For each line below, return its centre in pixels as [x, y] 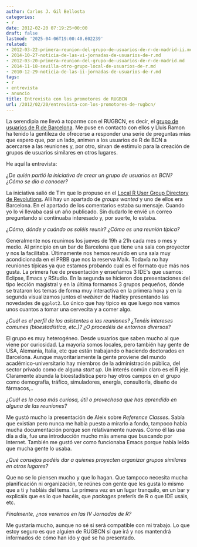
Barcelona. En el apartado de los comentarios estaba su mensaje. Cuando [95, 205]
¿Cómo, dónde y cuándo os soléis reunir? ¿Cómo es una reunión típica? [93, 229]
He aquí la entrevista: [32, 164]
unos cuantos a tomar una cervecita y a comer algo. [69, 309]
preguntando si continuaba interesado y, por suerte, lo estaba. [81, 217]
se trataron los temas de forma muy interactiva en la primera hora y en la [94, 290]
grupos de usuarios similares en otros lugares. [62, 152]
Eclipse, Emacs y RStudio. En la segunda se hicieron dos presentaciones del [98, 278]
